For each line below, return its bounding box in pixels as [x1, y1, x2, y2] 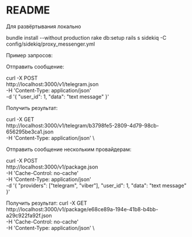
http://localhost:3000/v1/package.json [6, 163, 98, 170]
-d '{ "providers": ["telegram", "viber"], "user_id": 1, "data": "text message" [6, 182, 187, 189]
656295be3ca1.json [6, 128, 54, 135]
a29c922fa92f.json [6, 212, 52, 219]
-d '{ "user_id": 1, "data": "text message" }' [6, 93, 109, 100]
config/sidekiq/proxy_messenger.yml [6, 40, 95, 47]
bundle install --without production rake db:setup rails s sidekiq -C [6, 34, 167, 41]
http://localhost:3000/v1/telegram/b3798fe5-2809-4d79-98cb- [6, 122, 159, 129]
